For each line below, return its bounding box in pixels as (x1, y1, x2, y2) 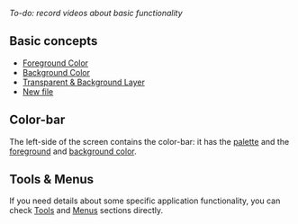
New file (22, 85, 54, 97)
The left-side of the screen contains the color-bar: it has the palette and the (9, 136, 290, 147)
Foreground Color (22, 58, 88, 68)
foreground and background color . (9, 146, 137, 157)
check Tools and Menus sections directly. (9, 205, 164, 216)
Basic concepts (9, 33, 98, 49)
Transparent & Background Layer (22, 76, 146, 87)
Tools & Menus (9, 172, 95, 187)
